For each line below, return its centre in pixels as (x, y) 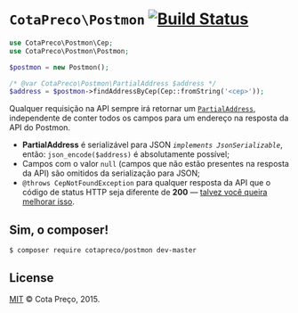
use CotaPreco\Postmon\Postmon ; (69, 51)
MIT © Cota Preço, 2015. (55, 299)
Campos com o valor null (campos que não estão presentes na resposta (155, 164)
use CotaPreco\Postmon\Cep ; (61, 43)
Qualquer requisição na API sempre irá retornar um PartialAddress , (133, 109)
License (32, 278)
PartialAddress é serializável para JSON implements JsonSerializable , (152, 145)
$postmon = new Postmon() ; (59, 67)
